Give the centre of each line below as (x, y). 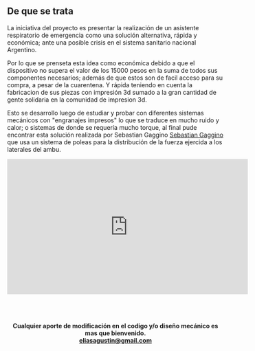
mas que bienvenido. (115, 333)
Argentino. (22, 49)
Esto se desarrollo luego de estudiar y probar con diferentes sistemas (106, 113)
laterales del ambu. (34, 149)
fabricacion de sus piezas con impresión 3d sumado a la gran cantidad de (112, 92)
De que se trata (40, 11)
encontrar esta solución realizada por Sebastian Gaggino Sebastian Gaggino (115, 135)
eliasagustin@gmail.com (115, 340)
